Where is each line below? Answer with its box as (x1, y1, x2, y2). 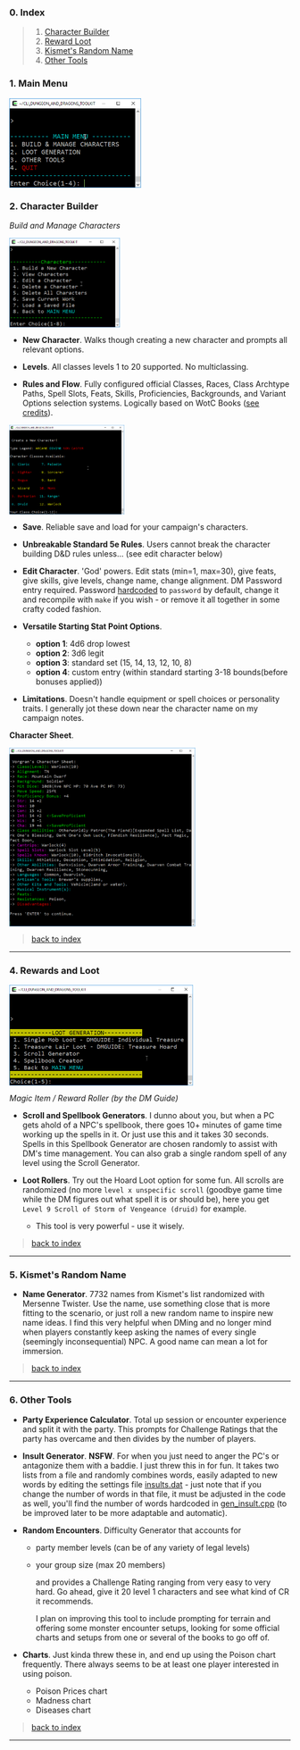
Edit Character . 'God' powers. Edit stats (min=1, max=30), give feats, (21, 565, 277, 576)
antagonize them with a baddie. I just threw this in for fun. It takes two (21, 1460, 279, 1470)
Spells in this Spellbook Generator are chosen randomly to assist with (21, 1139, 279, 1150)
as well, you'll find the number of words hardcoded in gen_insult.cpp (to (21, 1498, 287, 1509)
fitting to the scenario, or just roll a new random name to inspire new (21, 1308, 274, 1319)
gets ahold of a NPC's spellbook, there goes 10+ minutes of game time (21, 1119, 283, 1131)
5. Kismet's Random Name (9, 1269, 127, 1281)
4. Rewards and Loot (9, 964, 100, 976)
